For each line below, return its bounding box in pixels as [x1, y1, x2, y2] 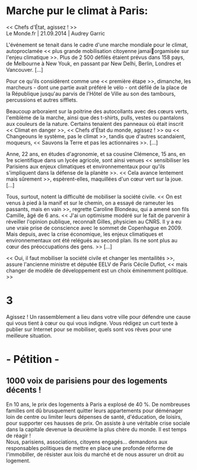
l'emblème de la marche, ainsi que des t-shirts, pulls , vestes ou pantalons [6, 114, 184, 121]
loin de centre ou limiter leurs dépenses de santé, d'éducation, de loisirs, [6, 413, 182, 420]
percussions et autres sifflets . [6, 96, 78, 104]
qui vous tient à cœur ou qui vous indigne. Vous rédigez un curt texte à [6, 319, 178, 326]
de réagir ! [6, 432, 31, 439]
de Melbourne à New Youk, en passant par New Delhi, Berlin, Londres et [6, 60, 181, 67]
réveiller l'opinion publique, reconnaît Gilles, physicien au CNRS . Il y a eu [6, 218, 182, 225]
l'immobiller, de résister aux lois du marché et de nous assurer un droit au [6, 451, 184, 458]
